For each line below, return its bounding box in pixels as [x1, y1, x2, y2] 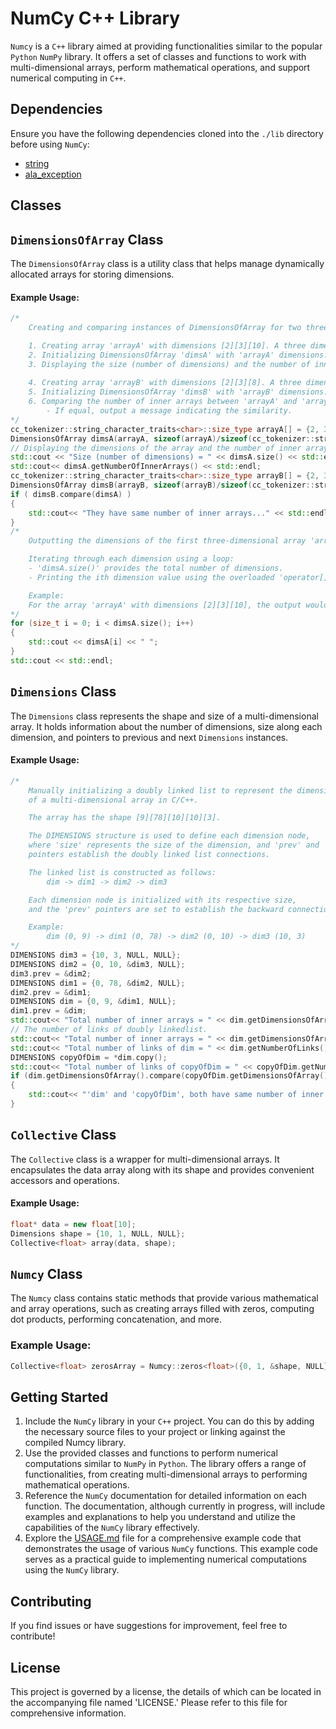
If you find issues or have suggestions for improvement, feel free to [10, 1620, 288, 1632]
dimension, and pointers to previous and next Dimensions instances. [10, 731, 289, 743]
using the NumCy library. [24, 1564, 120, 1576]
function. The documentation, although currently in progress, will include [24, 1500, 326, 1512]
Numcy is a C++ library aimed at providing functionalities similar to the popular [10, 40, 323, 52]
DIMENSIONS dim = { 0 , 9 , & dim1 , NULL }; [10, 997, 177, 1007]
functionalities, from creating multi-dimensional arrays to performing [24, 1468, 308, 1481]
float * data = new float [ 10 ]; [10, 1219, 137, 1229]
